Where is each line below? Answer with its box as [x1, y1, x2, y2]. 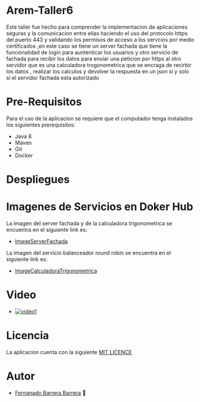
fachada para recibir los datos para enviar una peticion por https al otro [6, 55, 181, 62]
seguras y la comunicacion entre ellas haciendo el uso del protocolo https [6, 29, 188, 36]
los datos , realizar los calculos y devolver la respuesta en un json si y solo [6, 67, 189, 75]
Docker [14, 152, 33, 159]
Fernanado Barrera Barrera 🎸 [14, 389, 87, 396]
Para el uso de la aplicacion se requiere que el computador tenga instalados [6, 115, 193, 122]
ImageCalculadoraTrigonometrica [14, 267, 97, 274]
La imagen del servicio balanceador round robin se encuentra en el [6, 249, 171, 256]
